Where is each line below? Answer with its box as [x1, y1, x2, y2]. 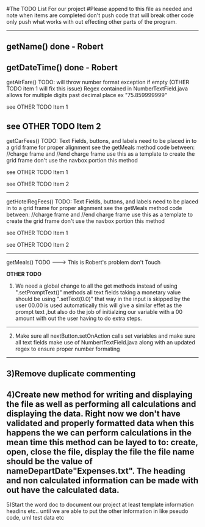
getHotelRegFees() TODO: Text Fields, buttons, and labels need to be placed [6, 198, 199, 205]
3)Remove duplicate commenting [6, 369, 136, 379]
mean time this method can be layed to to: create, [6, 437, 198, 448]
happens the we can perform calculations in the [6, 427, 192, 438]
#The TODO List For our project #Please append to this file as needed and [6, 5, 193, 12]
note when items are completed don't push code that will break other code [6, 12, 194, 19]
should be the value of [6, 456, 93, 467]
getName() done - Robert [6, 42, 104, 52]
